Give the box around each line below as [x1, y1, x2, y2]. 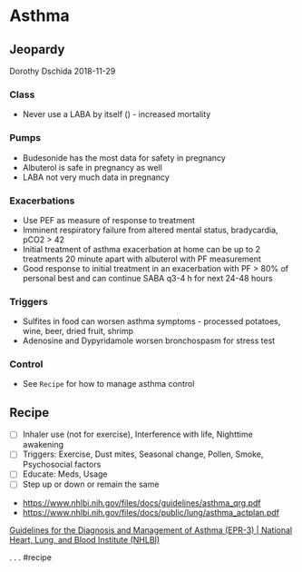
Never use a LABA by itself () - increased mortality [22, 109, 211, 120]
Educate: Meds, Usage [22, 468, 108, 479]
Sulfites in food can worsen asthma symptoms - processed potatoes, [22, 316, 281, 327]
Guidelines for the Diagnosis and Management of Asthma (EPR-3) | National [9, 524, 293, 536]
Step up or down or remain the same [22, 478, 160, 490]
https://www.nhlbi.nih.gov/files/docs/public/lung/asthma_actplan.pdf [22, 507, 279, 518]
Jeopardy [9, 42, 65, 57]
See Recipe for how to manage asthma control [22, 379, 195, 390]
